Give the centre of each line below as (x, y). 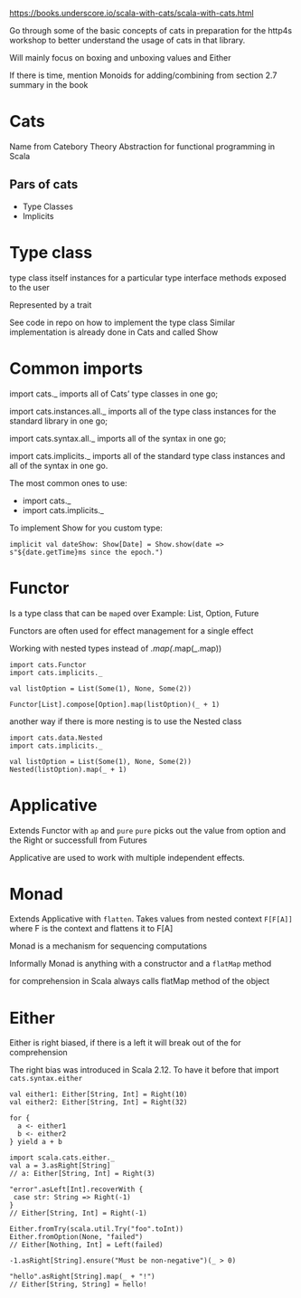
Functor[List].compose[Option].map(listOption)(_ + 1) (115, 704)
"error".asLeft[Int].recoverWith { (76, 1189)
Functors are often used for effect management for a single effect (132, 630)
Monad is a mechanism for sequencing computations (108, 946)
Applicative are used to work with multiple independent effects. (127, 857)
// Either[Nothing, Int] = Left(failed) (87, 1245)
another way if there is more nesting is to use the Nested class (126, 721)
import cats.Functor (48, 664)
